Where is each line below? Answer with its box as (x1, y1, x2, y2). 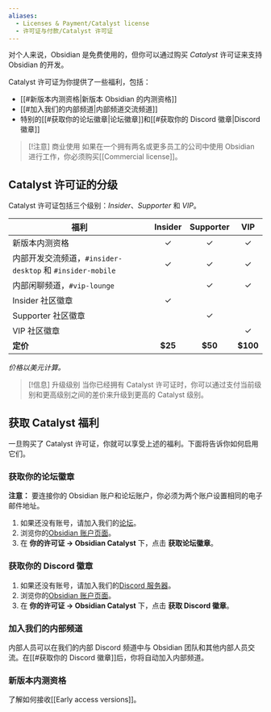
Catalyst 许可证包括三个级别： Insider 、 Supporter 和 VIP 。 (8, 201, 201, 211)
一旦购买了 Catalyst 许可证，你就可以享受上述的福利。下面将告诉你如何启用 (8, 439, 259, 448)
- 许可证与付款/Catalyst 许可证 (15, 27, 114, 35)
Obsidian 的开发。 (8, 60, 69, 69)
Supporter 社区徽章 (12, 310, 85, 321)
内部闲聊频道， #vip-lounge (12, 280, 115, 291)
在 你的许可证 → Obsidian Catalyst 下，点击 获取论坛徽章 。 (19, 538, 218, 548)
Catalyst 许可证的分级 (8, 178, 119, 191)
